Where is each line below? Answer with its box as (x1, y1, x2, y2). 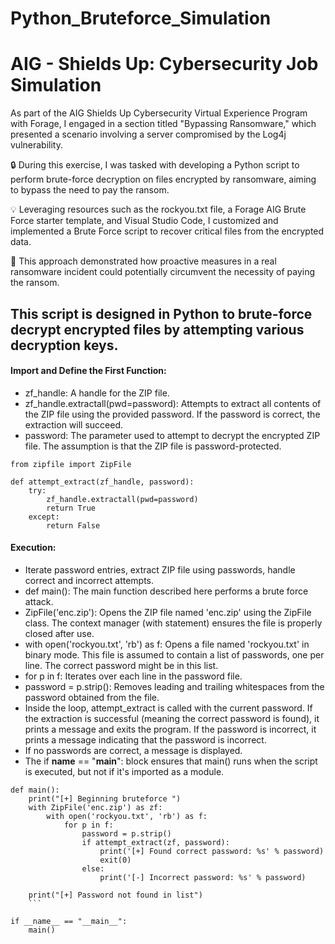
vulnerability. (10, 139, 63, 151)
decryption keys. (10, 337, 119, 354)
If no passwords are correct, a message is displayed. (24, 744, 243, 756)
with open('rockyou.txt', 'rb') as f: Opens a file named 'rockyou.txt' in (24, 638, 310, 650)
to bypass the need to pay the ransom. (10, 184, 170, 196)
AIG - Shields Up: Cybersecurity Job (10, 53, 319, 76)
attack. (24, 595, 54, 607)
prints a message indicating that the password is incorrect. (24, 733, 267, 746)
